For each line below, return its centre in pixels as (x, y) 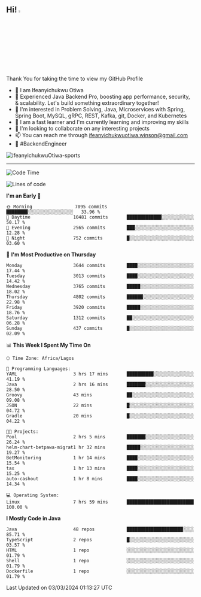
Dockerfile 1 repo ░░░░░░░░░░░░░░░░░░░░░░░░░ (100, 571)
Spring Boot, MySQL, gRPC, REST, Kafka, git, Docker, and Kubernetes (101, 116)
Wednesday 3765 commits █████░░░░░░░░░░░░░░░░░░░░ (100, 286)
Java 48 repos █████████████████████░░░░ (100, 529)
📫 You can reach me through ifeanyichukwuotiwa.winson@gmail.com (101, 135)
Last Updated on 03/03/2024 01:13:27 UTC (59, 587)
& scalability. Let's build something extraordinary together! (87, 103)
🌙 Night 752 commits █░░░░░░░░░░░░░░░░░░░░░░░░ (100, 238)
